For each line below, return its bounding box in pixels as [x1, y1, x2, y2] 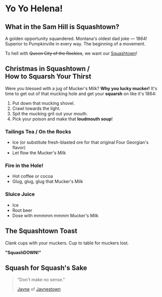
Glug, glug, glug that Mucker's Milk [12, 178, 83, 185]
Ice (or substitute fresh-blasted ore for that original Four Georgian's [12, 139, 149, 145]
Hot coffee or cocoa [12, 173, 53, 179]
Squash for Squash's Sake [5, 264, 87, 272]
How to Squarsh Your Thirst [5, 72, 92, 81]
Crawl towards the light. [12, 105, 60, 111]
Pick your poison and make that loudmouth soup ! [12, 116, 113, 122]
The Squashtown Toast [5, 227, 78, 235]
